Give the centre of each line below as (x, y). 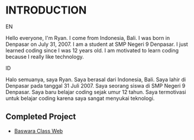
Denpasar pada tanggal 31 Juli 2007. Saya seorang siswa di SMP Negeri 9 (96, 85)
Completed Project (41, 117)
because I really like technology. (45, 56)
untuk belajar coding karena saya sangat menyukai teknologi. (80, 98)
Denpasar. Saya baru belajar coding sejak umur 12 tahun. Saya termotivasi (96, 92)
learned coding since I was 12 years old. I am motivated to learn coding (92, 50)
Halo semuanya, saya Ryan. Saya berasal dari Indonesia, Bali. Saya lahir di (96, 79)
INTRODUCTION (46, 10)
